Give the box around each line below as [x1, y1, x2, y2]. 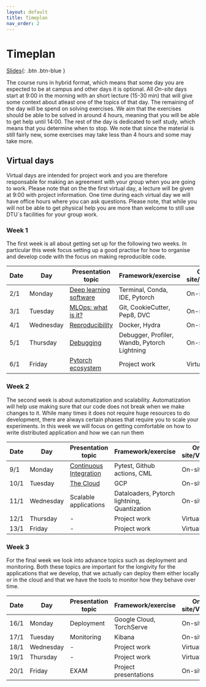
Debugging [69, 339, 102, 347]
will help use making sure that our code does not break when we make [6, 402, 185, 410]
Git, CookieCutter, [118, 303, 170, 312]
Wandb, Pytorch [118, 339, 166, 347]
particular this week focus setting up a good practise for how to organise [6, 247, 190, 254]
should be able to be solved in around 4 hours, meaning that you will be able [6, 112, 199, 119]
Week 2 [6, 382, 29, 391]
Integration [69, 469, 101, 477]
